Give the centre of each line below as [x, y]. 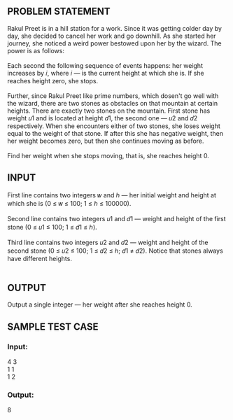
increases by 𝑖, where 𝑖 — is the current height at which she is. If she [106, 73]
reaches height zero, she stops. [53, 80]
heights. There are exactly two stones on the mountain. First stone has [109, 111]
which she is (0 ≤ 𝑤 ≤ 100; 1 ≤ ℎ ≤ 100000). [69, 203]
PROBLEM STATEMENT [59, 12]
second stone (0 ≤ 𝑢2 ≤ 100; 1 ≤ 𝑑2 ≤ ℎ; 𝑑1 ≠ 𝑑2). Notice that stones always [115, 251]
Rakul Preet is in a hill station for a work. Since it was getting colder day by [115, 28]
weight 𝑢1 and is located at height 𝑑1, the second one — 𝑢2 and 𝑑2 [103, 118]
